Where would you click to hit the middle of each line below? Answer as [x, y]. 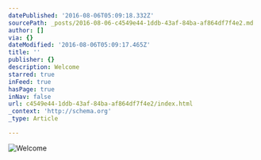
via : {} [21, 38]
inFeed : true [30, 82]
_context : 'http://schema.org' [60, 112]
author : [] [26, 30]
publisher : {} [32, 60]
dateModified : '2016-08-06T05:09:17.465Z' [79, 45]
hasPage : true [32, 89]
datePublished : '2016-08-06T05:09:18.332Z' [81, 15]
